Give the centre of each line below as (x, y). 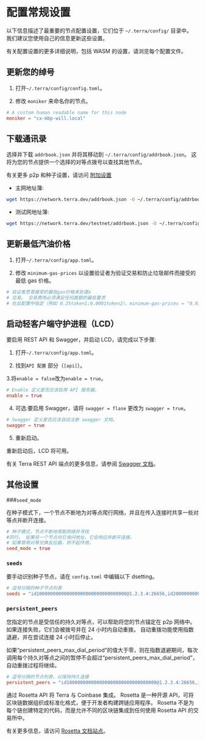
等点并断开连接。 (28, 520)
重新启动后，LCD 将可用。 (39, 450)
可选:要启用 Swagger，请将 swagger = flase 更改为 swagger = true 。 (102, 408)
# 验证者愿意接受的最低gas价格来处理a (49, 292)
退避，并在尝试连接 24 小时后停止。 (51, 637)
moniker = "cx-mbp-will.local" (46, 118)
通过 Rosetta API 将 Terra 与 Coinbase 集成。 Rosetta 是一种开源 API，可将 (100, 695)
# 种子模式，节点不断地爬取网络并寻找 (48, 532)
